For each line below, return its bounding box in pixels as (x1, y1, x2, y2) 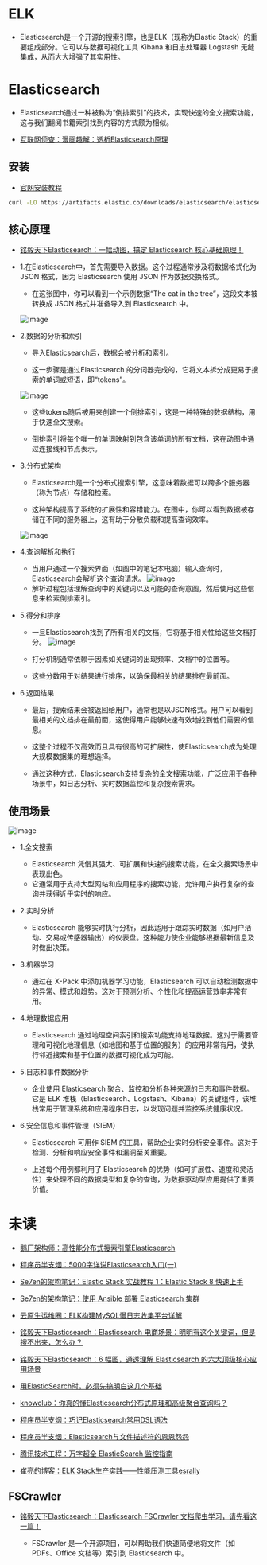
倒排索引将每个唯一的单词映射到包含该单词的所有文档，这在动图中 (31, 434, 248, 444)
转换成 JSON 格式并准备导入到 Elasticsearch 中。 (31, 299, 193, 309)
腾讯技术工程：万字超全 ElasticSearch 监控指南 (19, 1449, 173, 1458)
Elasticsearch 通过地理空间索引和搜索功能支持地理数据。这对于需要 (31, 1030, 252, 1040)
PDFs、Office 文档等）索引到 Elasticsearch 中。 (31, 1548, 189, 1558)
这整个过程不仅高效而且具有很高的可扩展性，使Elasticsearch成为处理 (31, 742, 257, 752)
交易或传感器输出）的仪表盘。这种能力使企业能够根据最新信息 (45, 932, 248, 943)
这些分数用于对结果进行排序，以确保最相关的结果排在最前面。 (31, 672, 234, 681)
